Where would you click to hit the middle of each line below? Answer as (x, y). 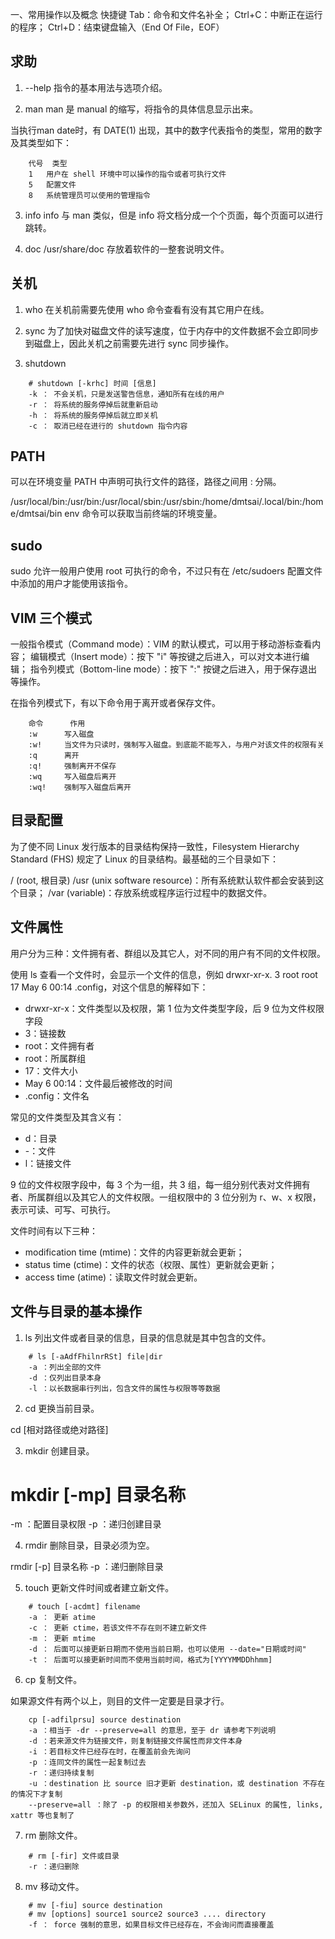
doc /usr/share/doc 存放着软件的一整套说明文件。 (127, 249)
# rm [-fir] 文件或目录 (74, 1856)
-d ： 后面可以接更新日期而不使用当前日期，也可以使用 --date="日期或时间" (167, 1649)
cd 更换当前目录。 (62, 1408)
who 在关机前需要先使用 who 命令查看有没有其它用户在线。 (147, 309)
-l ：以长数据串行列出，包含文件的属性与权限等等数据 (124, 1388)
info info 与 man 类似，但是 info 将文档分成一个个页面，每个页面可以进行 (174, 215)
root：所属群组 (55, 1058)
